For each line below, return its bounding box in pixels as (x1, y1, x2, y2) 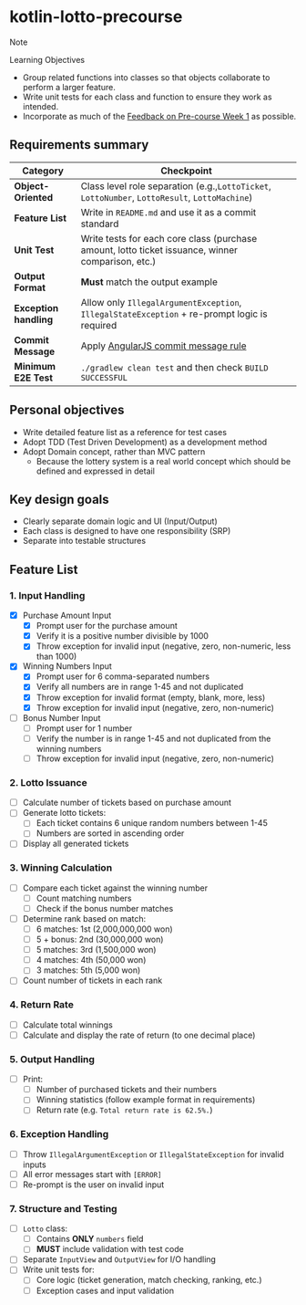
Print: (22, 1074, 44, 1085)
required (80, 318, 117, 331)
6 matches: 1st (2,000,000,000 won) (36, 924, 173, 934)
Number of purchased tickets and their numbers (36, 1084, 217, 1095)
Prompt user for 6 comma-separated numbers (36, 671, 210, 682)
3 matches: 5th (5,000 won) (36, 965, 141, 976)
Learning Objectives (9, 54, 85, 65)
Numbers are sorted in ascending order (36, 828, 185, 839)
